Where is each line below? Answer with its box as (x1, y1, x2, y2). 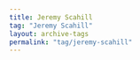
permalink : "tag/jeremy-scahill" (9, 37, 133, 47)
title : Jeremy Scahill (9, 12, 93, 22)
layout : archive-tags (9, 29, 89, 38)
